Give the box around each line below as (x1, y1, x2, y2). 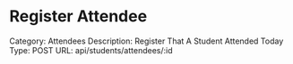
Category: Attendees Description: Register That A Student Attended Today (9, 36, 284, 46)
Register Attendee (9, 6, 148, 27)
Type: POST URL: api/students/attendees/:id (9, 44, 173, 55)
